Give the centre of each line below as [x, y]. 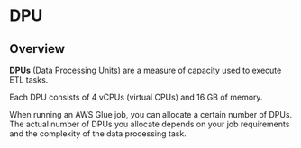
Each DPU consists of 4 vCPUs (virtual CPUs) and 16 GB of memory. [136, 97]
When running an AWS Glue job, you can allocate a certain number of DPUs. [151, 114]
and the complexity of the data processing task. [98, 134]
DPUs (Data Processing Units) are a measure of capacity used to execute [146, 70]
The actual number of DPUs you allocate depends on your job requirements [150, 124]
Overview [37, 49]
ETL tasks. [29, 80]
